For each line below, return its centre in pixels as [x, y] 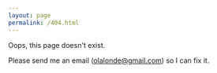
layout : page [30, 15]
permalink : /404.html [44, 23]
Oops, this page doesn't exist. [57, 45]
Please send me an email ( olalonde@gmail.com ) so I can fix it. [109, 60]
